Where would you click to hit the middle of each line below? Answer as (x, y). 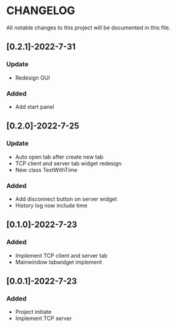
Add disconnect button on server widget (66, 199)
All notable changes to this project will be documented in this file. (89, 28)
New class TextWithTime (46, 170)
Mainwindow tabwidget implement (58, 262)
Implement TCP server (43, 318)
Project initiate (33, 312)
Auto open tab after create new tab (59, 157)
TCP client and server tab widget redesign (68, 163)
